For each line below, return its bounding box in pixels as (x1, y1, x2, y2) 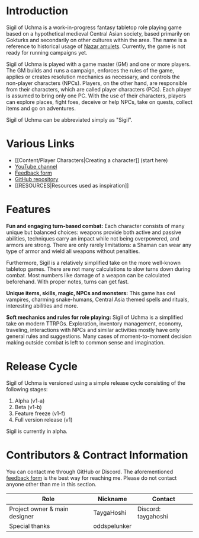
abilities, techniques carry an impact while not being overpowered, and (6, 235, 179, 242)
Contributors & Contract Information (6, 448, 188, 461)
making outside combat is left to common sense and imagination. (6, 338, 165, 346)
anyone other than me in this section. (6, 480, 97, 488)
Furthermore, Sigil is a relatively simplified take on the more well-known (6, 259, 181, 266)
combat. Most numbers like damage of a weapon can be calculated (6, 271, 171, 279)
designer (9, 512, 34, 520)
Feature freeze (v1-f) (14, 410, 66, 417)
